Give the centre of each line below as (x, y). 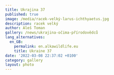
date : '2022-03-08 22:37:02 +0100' (42, 56)
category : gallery (24, 60)
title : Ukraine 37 (33, 51)
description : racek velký (32, 23)
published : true (22, 14)
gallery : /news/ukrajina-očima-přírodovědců (52, 33)
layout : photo (20, 65)
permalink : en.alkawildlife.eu (46, 46)
